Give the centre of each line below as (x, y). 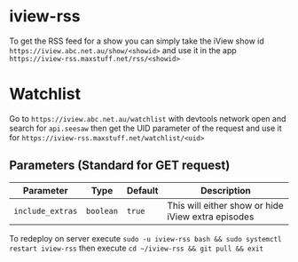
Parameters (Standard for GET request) (120, 166)
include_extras (46, 211)
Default (142, 190)
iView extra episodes (211, 217)
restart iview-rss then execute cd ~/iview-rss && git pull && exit (137, 248)
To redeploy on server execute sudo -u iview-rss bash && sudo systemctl (145, 238)
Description (226, 190)
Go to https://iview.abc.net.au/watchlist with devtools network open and (148, 118)
